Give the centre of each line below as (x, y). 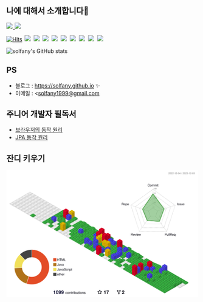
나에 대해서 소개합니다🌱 (48, 11)
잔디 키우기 (26, 158)
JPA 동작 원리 (31, 137)
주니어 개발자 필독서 (41, 114)
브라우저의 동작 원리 (39, 130)
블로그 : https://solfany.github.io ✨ (57, 85)
